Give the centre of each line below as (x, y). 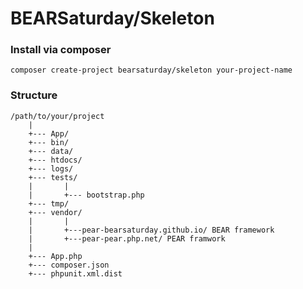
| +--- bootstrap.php (86, 195)
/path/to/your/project (57, 116)
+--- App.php (55, 256)
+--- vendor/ (55, 212)
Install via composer (61, 50)
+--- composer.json (69, 265)
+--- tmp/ (49, 203)
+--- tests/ (53, 177)
